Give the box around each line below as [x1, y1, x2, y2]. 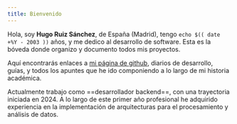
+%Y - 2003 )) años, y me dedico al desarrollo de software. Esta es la [7, 37, 211, 46]
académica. [7, 74, 42, 82]
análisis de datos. [7, 110, 59, 118]
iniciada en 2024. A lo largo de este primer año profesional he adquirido [7, 95, 218, 103]
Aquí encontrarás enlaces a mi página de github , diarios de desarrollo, [7, 58, 214, 67]
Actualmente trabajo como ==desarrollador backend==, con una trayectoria [7, 87, 230, 96]
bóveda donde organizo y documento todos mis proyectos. [7, 45, 181, 53]
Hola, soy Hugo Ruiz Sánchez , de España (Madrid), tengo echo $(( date [7, 30, 221, 38]
